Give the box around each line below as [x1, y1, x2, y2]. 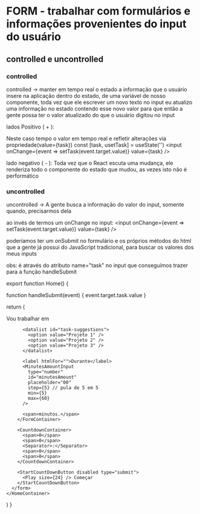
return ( [6, 303, 25, 310]
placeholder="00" [28, 379, 71, 386]
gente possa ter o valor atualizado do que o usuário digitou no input [6, 111, 175, 118]
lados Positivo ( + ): [6, 123, 54, 130]
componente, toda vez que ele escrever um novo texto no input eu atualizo [6, 98, 193, 106]
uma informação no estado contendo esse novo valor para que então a [6, 104, 183, 112]
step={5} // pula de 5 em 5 [28, 385, 98, 391]
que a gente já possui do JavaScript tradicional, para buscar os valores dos [6, 243, 195, 251]
